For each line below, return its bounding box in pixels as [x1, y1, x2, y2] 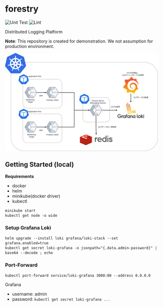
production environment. [5, 43, 54, 49]
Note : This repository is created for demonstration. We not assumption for [5, 38, 153, 44]
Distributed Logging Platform [5, 29, 63, 34]
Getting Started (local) [5, 161, 74, 169]
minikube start [5, 208, 36, 213]
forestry [5, 3, 39, 15]
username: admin [12, 291, 48, 297]
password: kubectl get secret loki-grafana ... [12, 296, 111, 302]
